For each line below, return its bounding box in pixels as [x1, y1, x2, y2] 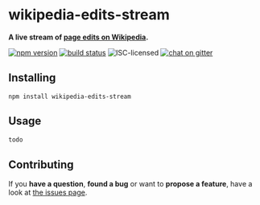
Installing [8, 71, 56, 85]
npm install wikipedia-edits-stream [8, 92, 131, 100]
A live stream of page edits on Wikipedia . [8, 32, 149, 42]
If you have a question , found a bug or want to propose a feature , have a [8, 179, 253, 189]
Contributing [8, 158, 74, 171]
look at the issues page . [8, 187, 88, 198]
